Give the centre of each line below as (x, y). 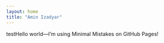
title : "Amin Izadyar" (34, 17)
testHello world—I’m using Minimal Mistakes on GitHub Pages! (82, 34)
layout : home (22, 11)
